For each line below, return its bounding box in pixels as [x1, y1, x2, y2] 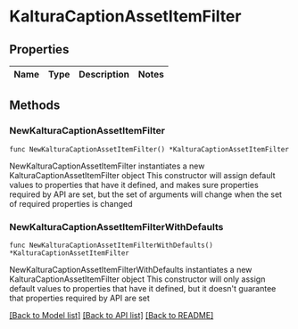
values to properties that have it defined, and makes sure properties [9, 179, 259, 190]
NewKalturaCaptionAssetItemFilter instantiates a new [9, 160, 205, 171]
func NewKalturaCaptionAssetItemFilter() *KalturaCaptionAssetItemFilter [9, 144, 290, 153]
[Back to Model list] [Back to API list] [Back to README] [9, 309, 214, 320]
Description [79, 69, 129, 80]
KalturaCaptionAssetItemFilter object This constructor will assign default [9, 169, 276, 180]
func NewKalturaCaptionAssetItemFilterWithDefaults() [9, 241, 214, 250]
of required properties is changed [9, 198, 133, 209]
